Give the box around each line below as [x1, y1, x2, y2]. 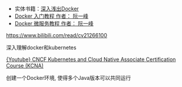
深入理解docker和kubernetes [6, 44, 77, 51]
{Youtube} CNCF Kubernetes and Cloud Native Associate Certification [6, 56, 176, 63]
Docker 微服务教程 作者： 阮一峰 [14, 20, 94, 27]
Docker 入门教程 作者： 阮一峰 [14, 12, 88, 20]
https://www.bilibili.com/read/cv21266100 [6, 32, 108, 38]
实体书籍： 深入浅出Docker [14, 5, 80, 12]
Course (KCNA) [6, 62, 44, 69]
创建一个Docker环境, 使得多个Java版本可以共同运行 [6, 75, 131, 81]
